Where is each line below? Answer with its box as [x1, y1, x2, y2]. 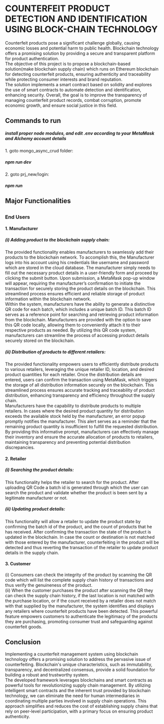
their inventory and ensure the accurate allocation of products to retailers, [5, 434, 154, 440]
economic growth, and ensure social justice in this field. [5, 102, 117, 108]
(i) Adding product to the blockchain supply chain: [5, 237, 110, 242]
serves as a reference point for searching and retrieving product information [5, 312, 159, 317]
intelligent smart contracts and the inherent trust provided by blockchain [5, 687, 151, 693]
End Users [5, 214, 30, 220]
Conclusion [5, 638, 41, 647]
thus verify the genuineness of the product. [5, 582, 93, 588]
